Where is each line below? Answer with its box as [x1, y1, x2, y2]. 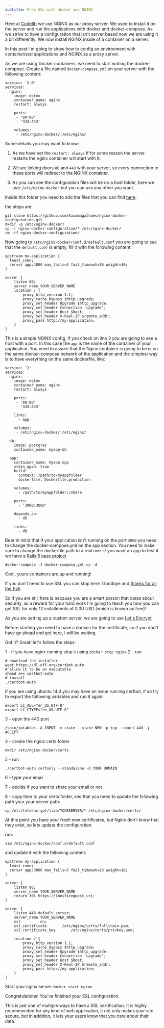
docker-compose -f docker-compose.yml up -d [5, 562, 97, 567]
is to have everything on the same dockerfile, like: [5, 356, 105, 362]
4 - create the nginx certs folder [5, 738, 70, 744]
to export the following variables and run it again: [5, 694, 104, 699]
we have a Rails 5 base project [5, 553, 67, 559]
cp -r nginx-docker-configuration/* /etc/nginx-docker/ [5, 226, 121, 231]
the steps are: [5, 204, 33, 209]
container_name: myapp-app [14, 460, 69, 465]
